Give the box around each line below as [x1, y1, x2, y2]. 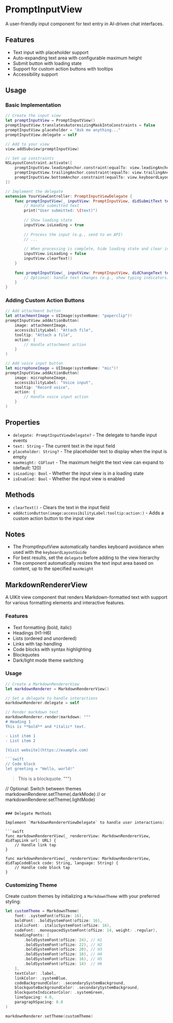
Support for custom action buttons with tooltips [12, 65, 113, 72]
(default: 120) [12, 464, 41, 471]
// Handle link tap [14, 843, 57, 848]
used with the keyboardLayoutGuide [12, 549, 87, 556]
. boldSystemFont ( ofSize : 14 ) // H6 [24, 961, 102, 966]
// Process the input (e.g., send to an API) [24, 232, 124, 237]
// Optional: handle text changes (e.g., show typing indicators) [24, 275, 169, 280]
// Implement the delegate [5, 189, 63, 194]
